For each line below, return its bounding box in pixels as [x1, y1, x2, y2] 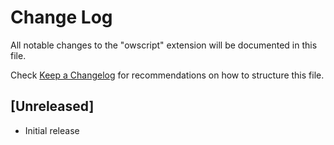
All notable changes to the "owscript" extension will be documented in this [10, 39, 318, 51]
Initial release [24, 124, 80, 136]
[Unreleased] [10, 98, 95, 115]
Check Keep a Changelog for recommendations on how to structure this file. [10, 69, 325, 81]
